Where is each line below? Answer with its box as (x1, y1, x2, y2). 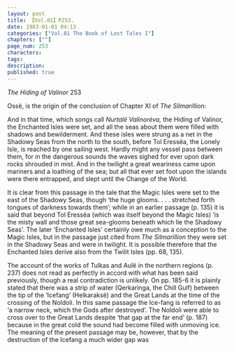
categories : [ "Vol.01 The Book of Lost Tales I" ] (7, 29, 155, 37)
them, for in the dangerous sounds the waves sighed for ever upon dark (7, 152, 214, 161)
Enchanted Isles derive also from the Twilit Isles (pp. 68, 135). (7, 248, 184, 256)
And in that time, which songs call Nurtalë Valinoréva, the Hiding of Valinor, (7, 115, 224, 123)
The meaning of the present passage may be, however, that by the (7, 328, 199, 336)
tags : (7, 56, 23, 63)
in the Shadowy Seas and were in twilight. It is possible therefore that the (7, 240, 217, 248)
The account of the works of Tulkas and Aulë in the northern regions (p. (7, 261, 214, 269)
